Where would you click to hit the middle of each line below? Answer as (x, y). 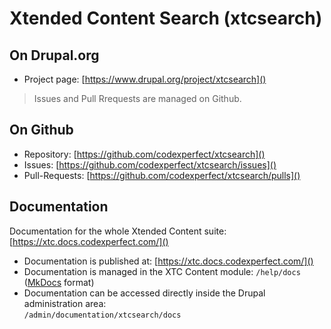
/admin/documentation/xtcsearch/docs (102, 315)
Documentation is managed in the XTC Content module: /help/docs (162, 271)
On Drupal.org (54, 55)
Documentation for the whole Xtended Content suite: (118, 231)
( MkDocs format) (59, 282)
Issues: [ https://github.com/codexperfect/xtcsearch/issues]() (150, 164)
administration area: (65, 303)
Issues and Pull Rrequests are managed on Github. (137, 98)
